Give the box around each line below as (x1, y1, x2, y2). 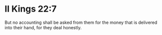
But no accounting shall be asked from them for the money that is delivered (4, 19, 158, 25)
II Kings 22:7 (4, 3, 57, 15)
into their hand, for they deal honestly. (4, 24, 82, 30)
